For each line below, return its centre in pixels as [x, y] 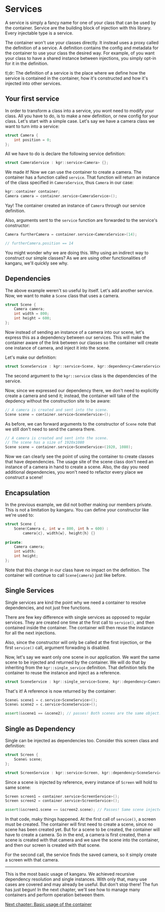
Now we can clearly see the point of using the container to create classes [80, 456]
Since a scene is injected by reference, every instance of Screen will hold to [81, 782]
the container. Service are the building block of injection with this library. [78, 27]
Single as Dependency [40, 729]
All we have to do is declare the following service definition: [65, 154]
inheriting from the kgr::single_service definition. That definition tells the [80, 667]
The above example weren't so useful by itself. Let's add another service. [79, 290]
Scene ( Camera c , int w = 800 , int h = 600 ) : [61, 529]
